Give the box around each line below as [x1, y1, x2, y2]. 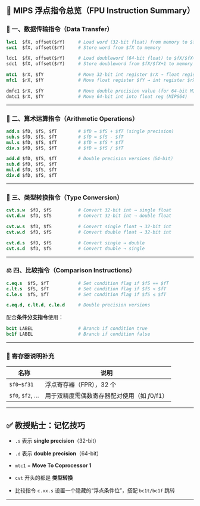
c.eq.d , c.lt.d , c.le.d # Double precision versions [6, 302, 151, 308]
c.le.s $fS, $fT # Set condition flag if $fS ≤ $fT [6, 292, 167, 298]
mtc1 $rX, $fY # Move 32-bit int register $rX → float [6, 72, 180, 78]
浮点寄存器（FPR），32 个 [45, 381, 117, 389]
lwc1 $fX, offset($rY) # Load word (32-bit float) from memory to [6, 39, 187, 45]
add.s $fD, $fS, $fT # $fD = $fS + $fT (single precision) [6, 128, 174, 134]
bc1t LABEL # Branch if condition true [6, 326, 148, 332]
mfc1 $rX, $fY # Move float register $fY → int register [6, 77, 185, 84]
